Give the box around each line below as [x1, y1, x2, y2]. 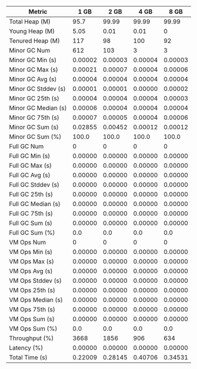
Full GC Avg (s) [9, 171, 51, 179]
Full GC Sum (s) [9, 219, 53, 227]
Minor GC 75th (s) [9, 113, 60, 122]
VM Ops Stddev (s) [9, 277, 62, 285]
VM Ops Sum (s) [9, 315, 55, 323]
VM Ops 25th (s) [9, 286, 56, 294]
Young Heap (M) [9, 27, 55, 35]
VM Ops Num [9, 239, 46, 246]
